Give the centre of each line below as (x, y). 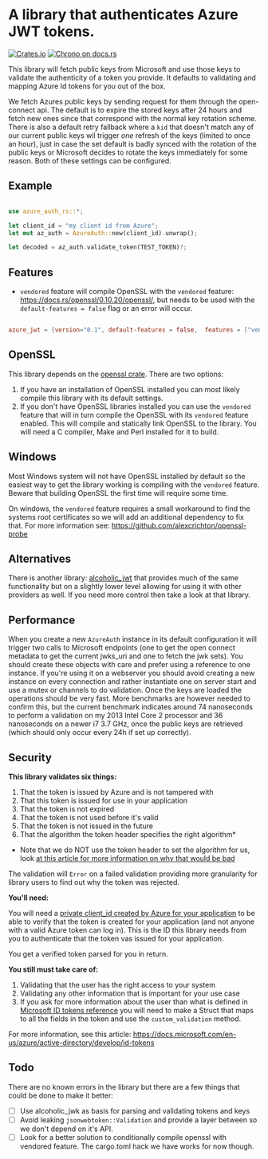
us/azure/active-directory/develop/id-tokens (81, 1043)
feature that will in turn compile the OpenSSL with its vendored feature (134, 414)
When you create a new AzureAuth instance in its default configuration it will (133, 639)
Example (30, 186)
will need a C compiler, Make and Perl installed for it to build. (119, 431)
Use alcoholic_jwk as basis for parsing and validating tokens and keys (135, 1110)
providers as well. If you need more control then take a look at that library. (130, 595)
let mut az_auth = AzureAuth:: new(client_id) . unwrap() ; (103, 233)
